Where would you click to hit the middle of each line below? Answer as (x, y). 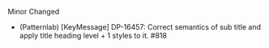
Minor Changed (34, 12)
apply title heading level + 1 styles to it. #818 (93, 36)
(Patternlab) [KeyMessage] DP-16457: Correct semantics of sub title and (140, 27)
